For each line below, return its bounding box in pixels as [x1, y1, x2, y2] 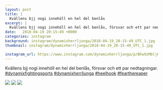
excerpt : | [5, 20, 27, 26]
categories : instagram [5, 34, 51, 39]
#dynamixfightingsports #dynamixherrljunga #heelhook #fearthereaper [5, 70, 148, 76]
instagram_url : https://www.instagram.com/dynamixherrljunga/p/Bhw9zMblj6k [5, 52, 162, 57]
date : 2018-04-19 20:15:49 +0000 [5, 30, 77, 34]
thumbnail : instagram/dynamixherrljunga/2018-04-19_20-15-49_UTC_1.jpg [5, 43, 153, 48]
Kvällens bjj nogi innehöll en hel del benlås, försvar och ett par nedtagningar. [5, 65, 158, 71]
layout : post [5, 7, 32, 12]
